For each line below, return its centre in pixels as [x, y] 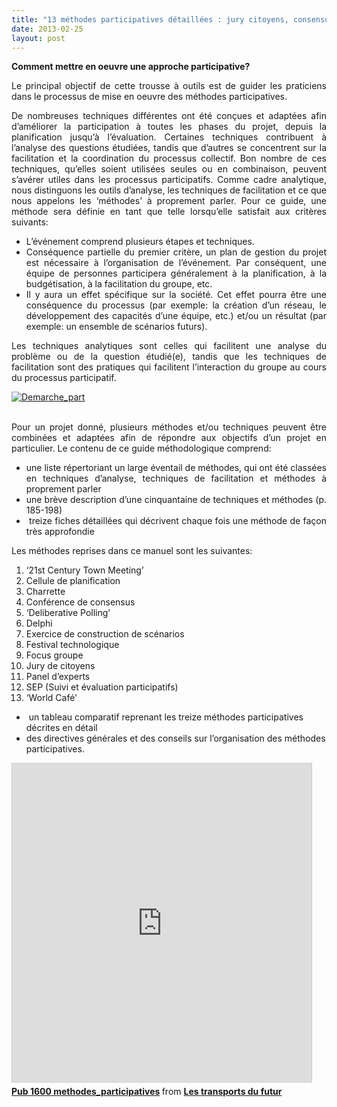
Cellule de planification [73, 581]
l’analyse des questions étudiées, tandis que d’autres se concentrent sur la [169, 148]
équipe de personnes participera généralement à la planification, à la [176, 273]
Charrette [45, 592]
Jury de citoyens [60, 666]
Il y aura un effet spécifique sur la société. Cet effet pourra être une [176, 295]
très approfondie [60, 532]
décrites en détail [61, 728]
